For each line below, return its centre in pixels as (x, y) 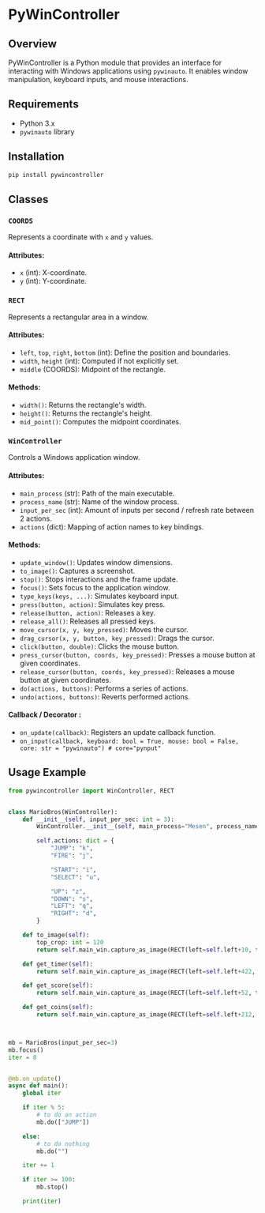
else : (32, 1136)
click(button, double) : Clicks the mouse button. (99, 646)
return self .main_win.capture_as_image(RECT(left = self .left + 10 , (144, 950)
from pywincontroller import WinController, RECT (91, 791)
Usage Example (47, 772)
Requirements (43, 104)
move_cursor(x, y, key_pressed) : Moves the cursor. (104, 629)
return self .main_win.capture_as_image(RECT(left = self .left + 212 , (146, 1015)
